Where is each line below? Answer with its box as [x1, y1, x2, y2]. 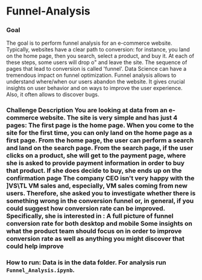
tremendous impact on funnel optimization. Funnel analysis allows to [6, 71, 177, 79]
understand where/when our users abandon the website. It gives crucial [6, 78, 185, 85]
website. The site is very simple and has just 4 [39, 114, 178, 122]
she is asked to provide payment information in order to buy [6, 159, 185, 168]
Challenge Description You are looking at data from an [6, 106, 168, 114]
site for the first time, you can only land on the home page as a [6, 129, 192, 137]
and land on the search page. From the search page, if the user [6, 144, 194, 152]
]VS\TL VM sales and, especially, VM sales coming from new [6, 181, 188, 190]
